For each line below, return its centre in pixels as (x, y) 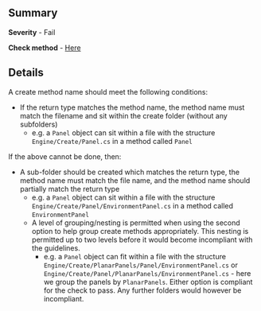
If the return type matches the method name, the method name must (132, 107)
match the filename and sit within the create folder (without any (124, 115)
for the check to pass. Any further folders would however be (142, 290)
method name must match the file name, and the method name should (135, 180)
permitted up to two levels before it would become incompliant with (142, 239)
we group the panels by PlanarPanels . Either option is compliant (148, 282)
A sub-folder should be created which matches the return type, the (130, 172)
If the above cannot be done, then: (65, 156)
